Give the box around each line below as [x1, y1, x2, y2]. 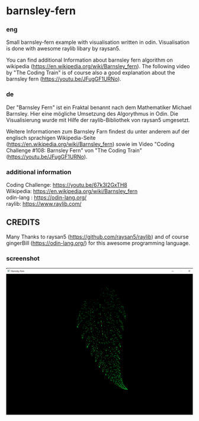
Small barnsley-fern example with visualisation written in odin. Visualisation [6, 39, 190, 46]
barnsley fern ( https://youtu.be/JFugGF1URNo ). [6, 75, 121, 82]
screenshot [6, 254, 40, 262]
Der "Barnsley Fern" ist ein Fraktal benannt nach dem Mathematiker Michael [6, 104, 192, 111]
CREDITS [6, 218, 40, 228]
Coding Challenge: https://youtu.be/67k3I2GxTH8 [6, 181, 127, 189]
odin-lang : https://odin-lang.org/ [6, 194, 87, 201]
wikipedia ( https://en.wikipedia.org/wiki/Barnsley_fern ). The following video [6, 63, 190, 70]
